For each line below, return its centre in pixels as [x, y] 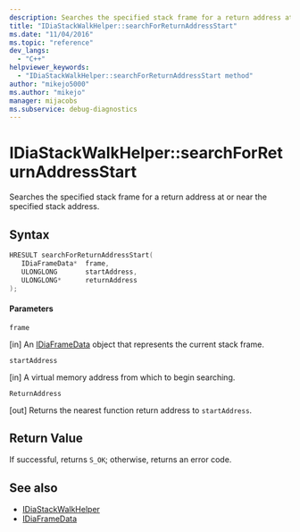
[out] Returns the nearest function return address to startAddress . [131, 410]
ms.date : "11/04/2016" [51, 34]
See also [33, 488]
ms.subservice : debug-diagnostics [74, 109]
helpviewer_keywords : [50, 68]
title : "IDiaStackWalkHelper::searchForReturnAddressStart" [124, 26]
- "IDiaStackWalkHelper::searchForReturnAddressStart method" [135, 76]
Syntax [29, 235]
